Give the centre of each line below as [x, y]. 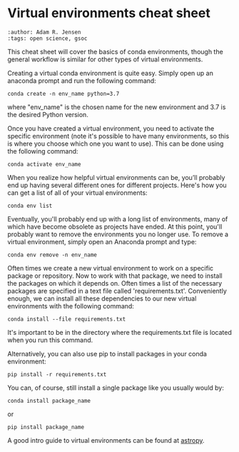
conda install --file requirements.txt [67, 319]
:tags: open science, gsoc [47, 38]
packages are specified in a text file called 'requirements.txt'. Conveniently [117, 291]
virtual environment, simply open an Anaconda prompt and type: [102, 241]
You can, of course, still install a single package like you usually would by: [116, 388]
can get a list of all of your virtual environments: [77, 192]
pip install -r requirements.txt [57, 374]
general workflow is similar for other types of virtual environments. [105, 59]
